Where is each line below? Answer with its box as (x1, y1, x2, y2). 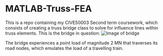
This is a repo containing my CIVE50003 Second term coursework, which (5, 19, 158, 25)
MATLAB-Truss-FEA (5, 3, 92, 14)
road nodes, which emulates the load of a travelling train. (5, 45, 124, 51)
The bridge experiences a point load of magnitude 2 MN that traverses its (5, 39, 158, 45)
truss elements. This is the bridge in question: (5, 30, 100, 36)
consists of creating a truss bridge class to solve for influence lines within (5, 24, 158, 30)
